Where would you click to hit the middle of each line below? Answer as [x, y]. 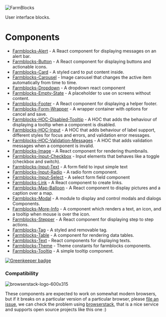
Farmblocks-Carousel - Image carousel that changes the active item [82, 77]
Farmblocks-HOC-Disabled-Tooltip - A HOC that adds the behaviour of [84, 119]
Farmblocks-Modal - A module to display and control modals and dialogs [87, 198]
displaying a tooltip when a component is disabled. [64, 124]
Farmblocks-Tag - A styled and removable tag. [60, 230]
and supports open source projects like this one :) [56, 310]
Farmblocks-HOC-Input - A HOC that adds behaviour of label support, [84, 130]
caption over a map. [33, 193]
